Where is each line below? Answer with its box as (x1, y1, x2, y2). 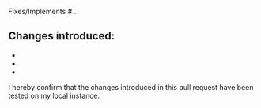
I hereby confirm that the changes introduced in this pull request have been (8, 82, 254, 91)
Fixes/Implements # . (8, 7, 77, 16)
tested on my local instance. (8, 91, 100, 100)
